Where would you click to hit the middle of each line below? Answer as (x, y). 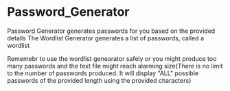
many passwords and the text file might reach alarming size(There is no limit (115, 66)
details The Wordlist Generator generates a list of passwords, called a (106, 38)
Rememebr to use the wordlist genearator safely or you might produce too (112, 58)
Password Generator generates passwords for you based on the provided (111, 31)
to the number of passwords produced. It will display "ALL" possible (103, 73)
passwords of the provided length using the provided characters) (99, 80)
